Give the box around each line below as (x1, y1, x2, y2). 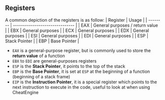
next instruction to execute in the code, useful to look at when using (12, 84, 150, 90)
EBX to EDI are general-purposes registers (12, 58, 97, 64)
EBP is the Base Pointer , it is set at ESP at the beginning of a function (12, 68, 150, 74)
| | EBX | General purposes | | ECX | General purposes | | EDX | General (5, 27, 149, 33)
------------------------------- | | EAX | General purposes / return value (13, 22, 159, 28)
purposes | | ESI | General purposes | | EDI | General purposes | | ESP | (5, 33, 149, 38)
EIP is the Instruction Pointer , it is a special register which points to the (12, 79, 157, 85)
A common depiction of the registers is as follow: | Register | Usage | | (5, 17, 147, 23)
